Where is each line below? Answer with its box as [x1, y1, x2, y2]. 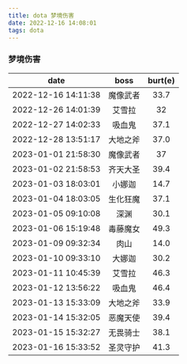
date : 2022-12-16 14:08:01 [8, 19, 97, 27]
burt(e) [147, 74, 175, 85]
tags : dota [8, 26, 44, 34]
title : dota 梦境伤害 [8, 11, 75, 20]
